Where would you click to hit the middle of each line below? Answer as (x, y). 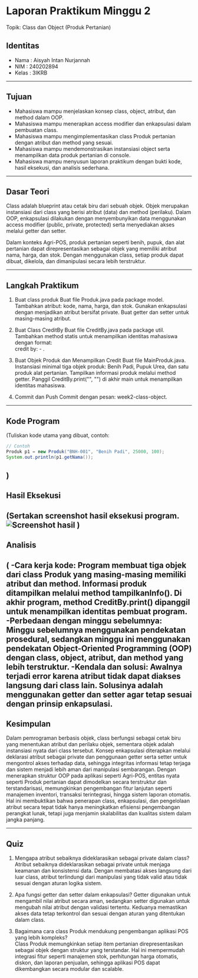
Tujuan (19, 97)
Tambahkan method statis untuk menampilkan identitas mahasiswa (96, 336)
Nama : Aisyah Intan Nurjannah (52, 60)
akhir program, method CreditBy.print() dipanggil (98, 602)
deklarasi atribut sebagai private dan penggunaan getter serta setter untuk (97, 757)
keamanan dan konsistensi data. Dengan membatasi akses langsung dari (103, 871)
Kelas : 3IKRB (31, 73)
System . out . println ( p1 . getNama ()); (50, 457)
